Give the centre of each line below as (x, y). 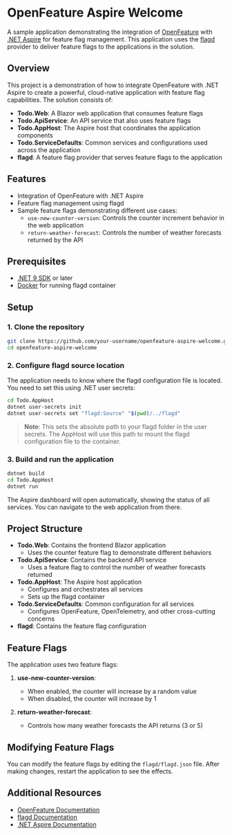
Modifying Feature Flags (61, 747)
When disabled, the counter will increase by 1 (92, 699)
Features (27, 179)
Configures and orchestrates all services (85, 589)
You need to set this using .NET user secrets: (71, 388)
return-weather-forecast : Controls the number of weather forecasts (125, 232)
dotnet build (26, 474)
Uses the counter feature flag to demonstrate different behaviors (119, 553)
